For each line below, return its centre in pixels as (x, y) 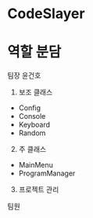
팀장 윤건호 (24, 76)
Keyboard (34, 125)
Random (32, 133)
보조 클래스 (36, 92)
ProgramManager (47, 173)
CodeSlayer (46, 14)
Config (29, 108)
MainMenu (36, 165)
